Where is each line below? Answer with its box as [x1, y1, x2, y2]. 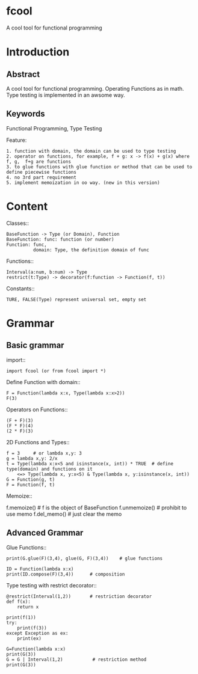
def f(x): [6, 598, 31, 605]
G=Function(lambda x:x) [6, 646, 66, 652]
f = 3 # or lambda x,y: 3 [6, 450, 82, 456]
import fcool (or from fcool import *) [6, 368, 107, 374]
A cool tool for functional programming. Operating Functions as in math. [6, 85, 185, 92]
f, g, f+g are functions [6, 158, 71, 165]
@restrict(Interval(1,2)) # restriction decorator [6, 593, 152, 599]
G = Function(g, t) [6, 476, 55, 482]
